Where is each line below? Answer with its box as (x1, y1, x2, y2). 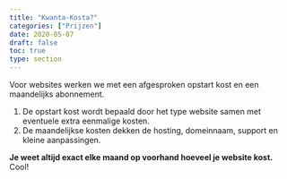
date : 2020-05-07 (9, 30, 74, 38)
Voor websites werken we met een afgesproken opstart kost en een (9, 80, 259, 89)
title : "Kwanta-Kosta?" (9, 13, 99, 22)
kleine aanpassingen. (22, 135, 101, 145)
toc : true (9, 47, 47, 55)
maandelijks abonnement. (9, 89, 105, 99)
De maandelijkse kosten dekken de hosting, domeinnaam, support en (22, 125, 278, 135)
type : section (9, 55, 63, 64)
